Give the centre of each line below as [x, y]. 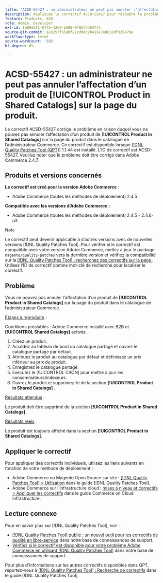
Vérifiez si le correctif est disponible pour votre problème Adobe [76, 545]
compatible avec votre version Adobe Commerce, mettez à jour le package [80, 250]
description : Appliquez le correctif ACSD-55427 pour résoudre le [73, 14]
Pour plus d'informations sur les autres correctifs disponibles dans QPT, [77, 565]
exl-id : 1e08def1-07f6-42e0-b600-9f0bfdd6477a [53, 28]
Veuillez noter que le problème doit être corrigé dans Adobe [80, 155]
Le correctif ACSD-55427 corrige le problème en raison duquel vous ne [76, 129]
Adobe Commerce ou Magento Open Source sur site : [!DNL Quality [80, 478]
